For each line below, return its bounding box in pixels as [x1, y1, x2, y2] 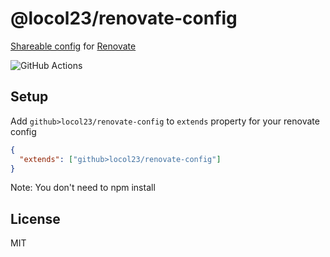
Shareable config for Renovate [10, 40, 137, 52]
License [10, 210, 61, 227]
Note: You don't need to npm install [10, 182, 156, 194]
